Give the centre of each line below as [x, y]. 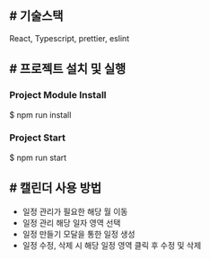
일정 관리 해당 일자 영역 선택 [71, 222]
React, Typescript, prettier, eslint [70, 38]
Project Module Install [58, 95]
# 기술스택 [36, 16]
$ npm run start [38, 157]
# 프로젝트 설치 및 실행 [68, 69]
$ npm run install [40, 114]
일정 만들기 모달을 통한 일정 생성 [79, 234]
